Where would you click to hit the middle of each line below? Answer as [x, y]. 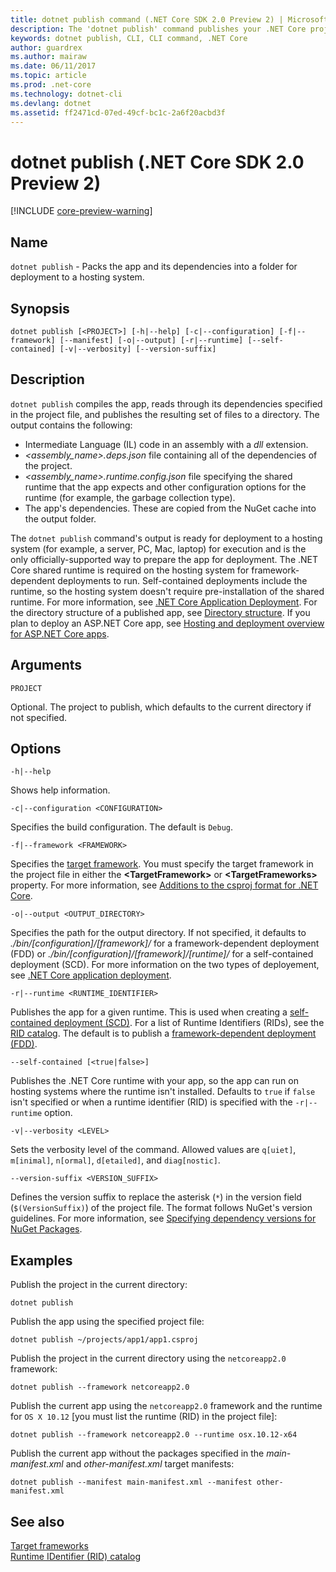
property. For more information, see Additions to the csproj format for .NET [164, 885]
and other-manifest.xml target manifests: [150, 1464]
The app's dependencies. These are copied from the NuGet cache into [170, 508]
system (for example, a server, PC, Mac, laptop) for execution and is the [158, 548]
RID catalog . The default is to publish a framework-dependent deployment [163, 1033]
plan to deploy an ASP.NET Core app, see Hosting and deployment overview [167, 623]
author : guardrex [46, 47]
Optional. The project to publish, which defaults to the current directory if [161, 707]
